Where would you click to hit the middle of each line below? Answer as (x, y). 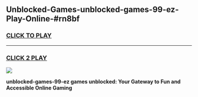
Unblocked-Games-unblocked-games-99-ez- (93, 10)
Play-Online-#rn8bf (43, 19)
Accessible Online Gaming (39, 88)
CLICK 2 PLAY (27, 58)
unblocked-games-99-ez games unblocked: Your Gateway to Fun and (93, 81)
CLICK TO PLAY (29, 36)
